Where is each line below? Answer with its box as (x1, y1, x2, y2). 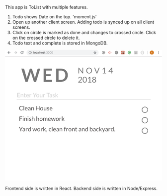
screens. (12, 24, 31, 30)
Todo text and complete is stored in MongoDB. (12, 40, 108, 46)
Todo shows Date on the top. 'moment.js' (12, 14, 97, 19)
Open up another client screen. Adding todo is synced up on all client (12, 19, 155, 25)
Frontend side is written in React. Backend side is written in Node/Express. (5, 186, 158, 192)
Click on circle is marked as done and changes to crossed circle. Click (12, 30, 157, 35)
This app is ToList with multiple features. (5, 4, 88, 10)
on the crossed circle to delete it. (12, 35, 80, 41)
